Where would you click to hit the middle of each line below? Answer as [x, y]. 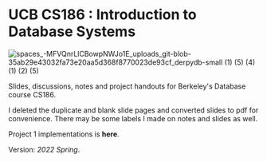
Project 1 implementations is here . [64, 134]
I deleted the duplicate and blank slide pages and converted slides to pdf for [133, 110]
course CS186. [32, 94]
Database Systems [72, 32]
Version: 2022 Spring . [44, 149]
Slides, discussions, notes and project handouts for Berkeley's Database [127, 86]
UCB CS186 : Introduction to [102, 15]
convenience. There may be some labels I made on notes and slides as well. [133, 118]
